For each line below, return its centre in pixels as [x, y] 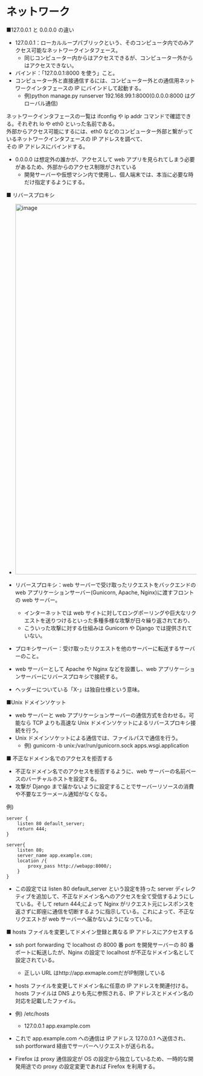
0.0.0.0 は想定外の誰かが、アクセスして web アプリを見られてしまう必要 [105, 159]
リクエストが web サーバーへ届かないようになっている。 [85, 919]
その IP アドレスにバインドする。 [47, 146]
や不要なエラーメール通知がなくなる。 [63, 794]
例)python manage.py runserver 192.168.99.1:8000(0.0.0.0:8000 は [107, 95]
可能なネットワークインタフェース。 [76, 50]
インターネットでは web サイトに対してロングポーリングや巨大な [105, 613]
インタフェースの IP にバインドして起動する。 [88, 88]
